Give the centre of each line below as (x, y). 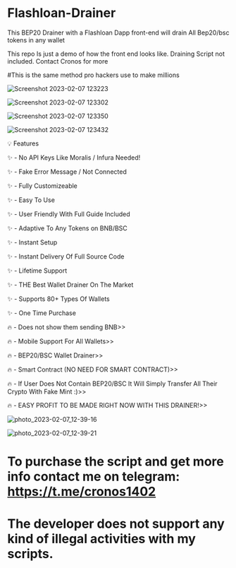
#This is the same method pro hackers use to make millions (93, 75)
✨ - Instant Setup (32, 242)
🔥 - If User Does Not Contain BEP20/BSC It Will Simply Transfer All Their (112, 384)
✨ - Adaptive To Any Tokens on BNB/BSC (68, 228)
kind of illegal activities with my (101, 539)
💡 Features (23, 143)
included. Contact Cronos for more (58, 61)
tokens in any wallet (36, 40)
